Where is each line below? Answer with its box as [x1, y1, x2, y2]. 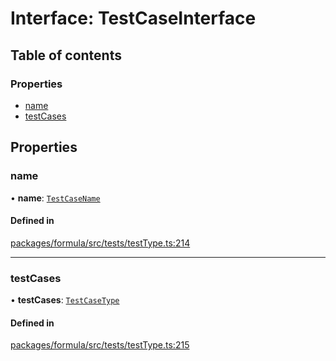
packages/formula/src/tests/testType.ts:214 [10, 237, 191, 249]
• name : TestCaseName [10, 192, 101, 204]
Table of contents [10, 47, 122, 64]
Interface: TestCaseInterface [10, 7, 257, 30]
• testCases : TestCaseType [10, 294, 120, 306]
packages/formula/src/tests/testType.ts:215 [10, 339, 190, 351]
